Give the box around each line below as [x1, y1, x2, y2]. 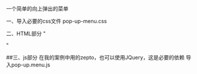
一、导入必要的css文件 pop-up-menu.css [6, 18, 107, 25]
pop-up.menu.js [11, 61, 50, 68]
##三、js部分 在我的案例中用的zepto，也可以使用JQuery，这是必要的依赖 [6, 54, 185, 60]
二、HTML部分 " [6, 30, 46, 37]
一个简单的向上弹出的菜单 [6, 5, 69, 12]
